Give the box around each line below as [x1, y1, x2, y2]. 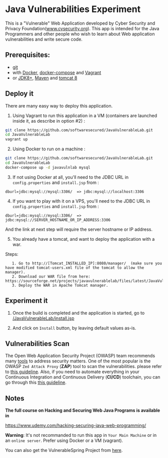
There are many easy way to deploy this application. [5, 103, 113, 109]
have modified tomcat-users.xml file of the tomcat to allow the [5, 265, 144, 270]
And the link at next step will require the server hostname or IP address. [5, 226, 153, 232]
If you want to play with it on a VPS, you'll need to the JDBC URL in [12, 198, 150, 204]
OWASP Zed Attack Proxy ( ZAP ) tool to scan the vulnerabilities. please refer [5, 363, 162, 370]
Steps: [5, 251, 18, 257]
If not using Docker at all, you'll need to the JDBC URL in [12, 174, 129, 180]
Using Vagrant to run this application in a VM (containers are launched [12, 112, 157, 119]
